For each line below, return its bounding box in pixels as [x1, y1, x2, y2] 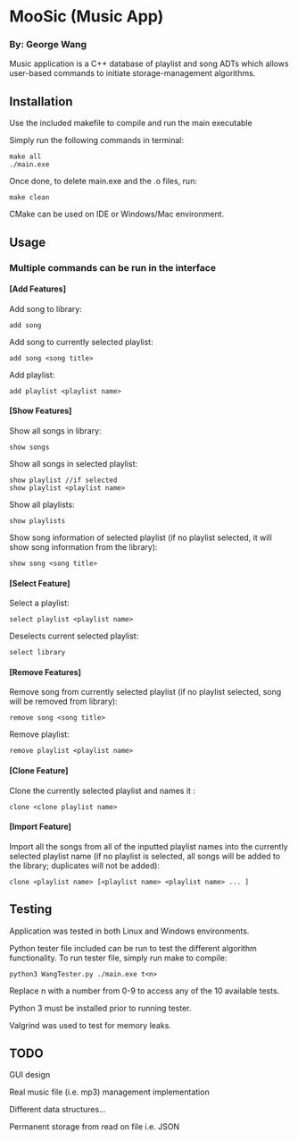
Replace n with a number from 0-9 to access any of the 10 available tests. [9, 985, 280, 996]
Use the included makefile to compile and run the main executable [9, 118, 252, 129]
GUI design [9, 1069, 51, 1080]
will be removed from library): [9, 696, 118, 707]
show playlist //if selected [9, 476, 118, 485]
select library [9, 648, 66, 657]
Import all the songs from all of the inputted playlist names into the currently [9, 841, 288, 851]
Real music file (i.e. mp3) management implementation [9, 1086, 210, 1097]
